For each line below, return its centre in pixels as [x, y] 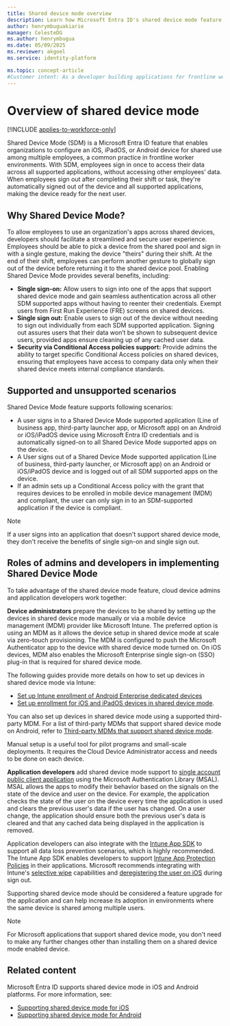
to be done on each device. [46, 759]
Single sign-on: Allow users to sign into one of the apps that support [114, 289]
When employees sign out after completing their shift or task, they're [104, 180]
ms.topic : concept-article [46, 70]
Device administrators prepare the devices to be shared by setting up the [112, 611]
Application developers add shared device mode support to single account [114, 772]
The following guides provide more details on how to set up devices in [106, 675]
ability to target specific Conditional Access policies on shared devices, [118, 354]
